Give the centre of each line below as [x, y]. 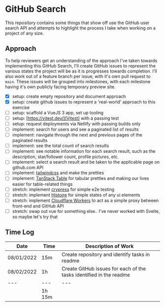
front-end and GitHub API [38, 206]
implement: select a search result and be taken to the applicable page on [86, 162]
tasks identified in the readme [96, 274]
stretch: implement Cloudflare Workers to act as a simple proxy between [85, 200]
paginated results [30, 140]
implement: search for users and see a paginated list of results [75, 130]
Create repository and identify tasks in [106, 254]
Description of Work [110, 246]
